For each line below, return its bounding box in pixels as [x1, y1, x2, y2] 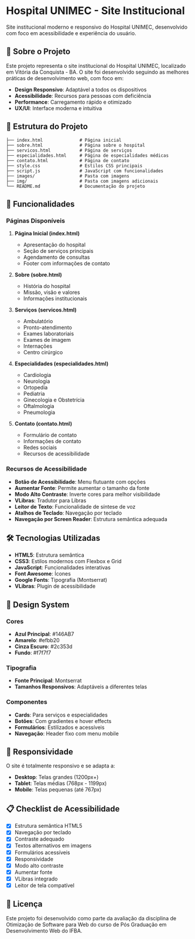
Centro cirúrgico [23, 349, 63, 356]
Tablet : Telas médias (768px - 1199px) [14, 780, 107, 787]
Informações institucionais [23, 295, 87, 302]
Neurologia [23, 378, 50, 385]
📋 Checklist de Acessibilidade [6, 804, 120, 814]
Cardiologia [23, 372, 52, 379]
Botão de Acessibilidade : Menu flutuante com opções [14, 478, 146, 485]
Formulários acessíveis [14, 849, 70, 856]
